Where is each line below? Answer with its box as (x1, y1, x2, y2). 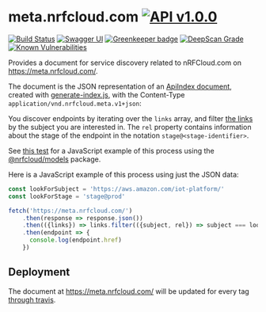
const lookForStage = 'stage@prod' (8, 192, 126, 200)
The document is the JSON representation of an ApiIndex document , (8, 82, 232, 91)
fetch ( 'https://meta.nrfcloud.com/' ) (8, 207, 133, 215)
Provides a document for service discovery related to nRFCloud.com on (8, 58, 242, 67)
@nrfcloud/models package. (8, 154, 101, 164)
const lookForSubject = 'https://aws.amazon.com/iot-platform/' (8, 185, 225, 193)
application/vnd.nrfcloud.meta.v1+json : (8, 98, 142, 108)
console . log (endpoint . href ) (28, 236, 123, 245)
